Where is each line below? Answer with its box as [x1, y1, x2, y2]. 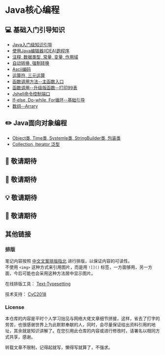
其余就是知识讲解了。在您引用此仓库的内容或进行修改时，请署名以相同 [13, 328, 156, 334]
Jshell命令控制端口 [12, 91, 51, 96]
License [5, 303, 25, 310]
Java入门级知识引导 [12, 42, 53, 47]
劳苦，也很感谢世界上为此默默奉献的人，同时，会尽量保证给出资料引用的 [5, 322, 151, 327]
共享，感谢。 [9, 334, 35, 340]
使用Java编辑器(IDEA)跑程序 [12, 48, 70, 54]
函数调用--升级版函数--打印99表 [12, 85, 78, 90]
